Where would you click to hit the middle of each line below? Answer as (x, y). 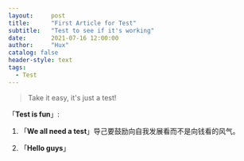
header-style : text (41, 61)
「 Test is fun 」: (34, 114)
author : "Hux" (39, 45)
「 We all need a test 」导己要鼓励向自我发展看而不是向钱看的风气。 (130, 131)
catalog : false (33, 53)
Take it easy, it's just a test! (72, 97)
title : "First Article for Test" (72, 23)
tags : (17, 68)
